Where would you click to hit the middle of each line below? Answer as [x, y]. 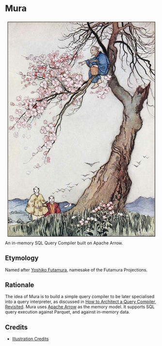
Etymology [22, 258]
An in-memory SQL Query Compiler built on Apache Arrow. [64, 243]
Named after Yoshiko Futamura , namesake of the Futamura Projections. [76, 270]
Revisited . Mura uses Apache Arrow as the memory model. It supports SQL [80, 307]
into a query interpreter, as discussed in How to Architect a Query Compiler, [81, 302]
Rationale [20, 285]
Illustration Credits [30, 339]
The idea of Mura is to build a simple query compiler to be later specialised [80, 297]
